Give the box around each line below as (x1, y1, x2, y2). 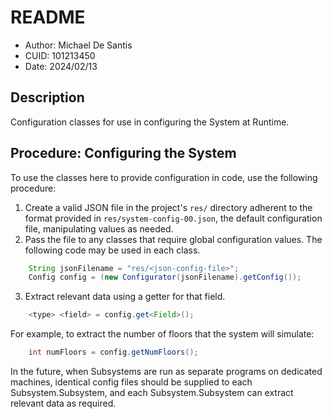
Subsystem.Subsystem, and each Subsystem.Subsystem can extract (10, 387, 294, 399)
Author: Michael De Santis (24, 39, 133, 51)
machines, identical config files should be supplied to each (10, 376, 253, 388)
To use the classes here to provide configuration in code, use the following (10, 171, 318, 183)
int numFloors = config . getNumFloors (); (28, 347, 199, 358)
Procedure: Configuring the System (10, 145, 237, 162)
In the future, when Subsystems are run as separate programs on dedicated (10, 366, 323, 378)
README (10, 6, 86, 29)
